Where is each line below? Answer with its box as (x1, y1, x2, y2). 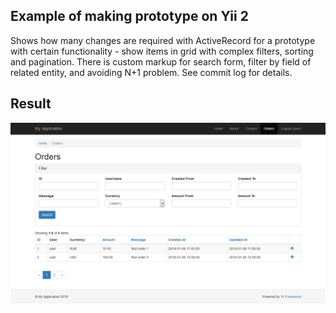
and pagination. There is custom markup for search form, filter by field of (10, 55, 312, 68)
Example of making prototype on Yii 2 (10, 8, 249, 25)
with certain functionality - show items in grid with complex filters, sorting (10, 45, 314, 57)
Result (10, 95, 52, 113)
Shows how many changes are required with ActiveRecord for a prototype (10, 34, 316, 46)
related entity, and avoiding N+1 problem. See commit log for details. (10, 66, 293, 78)
